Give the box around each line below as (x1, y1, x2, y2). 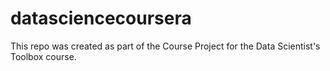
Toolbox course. (10, 50, 77, 62)
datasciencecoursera (10, 7, 192, 30)
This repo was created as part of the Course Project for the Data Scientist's (10, 40, 321, 52)
